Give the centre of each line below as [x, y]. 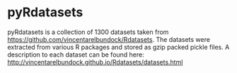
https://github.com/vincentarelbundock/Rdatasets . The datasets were [109, 39]
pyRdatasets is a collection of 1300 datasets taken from [88, 32]
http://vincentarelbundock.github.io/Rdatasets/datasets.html [95, 62]
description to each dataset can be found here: [76, 55]
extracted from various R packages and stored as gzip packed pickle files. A [118, 47]
